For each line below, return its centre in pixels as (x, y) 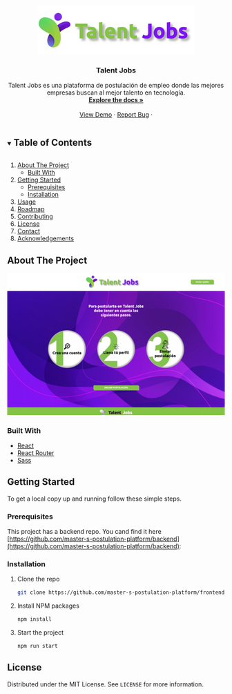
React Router (36, 453)
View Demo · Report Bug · (116, 115)
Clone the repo (38, 579)
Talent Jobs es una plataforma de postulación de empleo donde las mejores (116, 86)
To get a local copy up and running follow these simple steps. (94, 499)
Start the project (40, 633)
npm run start (37, 646)
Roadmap (31, 209)
